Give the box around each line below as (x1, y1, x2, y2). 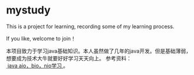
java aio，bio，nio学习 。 (7, 62, 69, 69)
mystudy (6, 4, 51, 17)
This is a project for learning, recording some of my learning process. (6, 23, 175, 30)
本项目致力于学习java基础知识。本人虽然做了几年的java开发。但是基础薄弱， (6, 47, 192, 54)
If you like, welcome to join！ (6, 35, 77, 42)
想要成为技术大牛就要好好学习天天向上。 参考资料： (6, 54, 131, 62)
